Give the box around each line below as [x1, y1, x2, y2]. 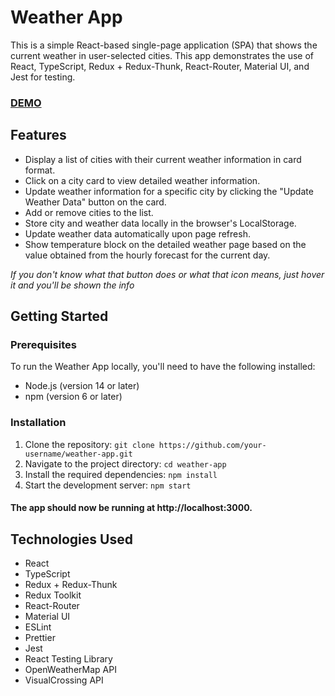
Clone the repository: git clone [24, 438, 155, 450]
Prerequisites [10, 337, 77, 351]
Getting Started [10, 308, 109, 325]
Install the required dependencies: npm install [24, 468, 218, 480]
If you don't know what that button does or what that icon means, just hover [10, 268, 325, 280]
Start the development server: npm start [24, 479, 192, 491]
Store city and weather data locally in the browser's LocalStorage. [24, 217, 297, 229]
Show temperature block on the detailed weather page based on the [24, 238, 307, 250]
